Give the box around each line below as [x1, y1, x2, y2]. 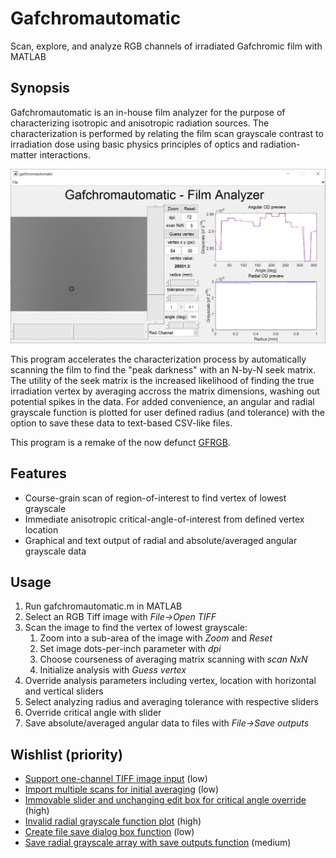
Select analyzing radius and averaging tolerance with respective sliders [24, 696, 319, 708]
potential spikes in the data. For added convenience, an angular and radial [10, 395, 315, 407]
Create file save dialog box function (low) [24, 826, 195, 838]
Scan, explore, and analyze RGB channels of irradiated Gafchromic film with [10, 40, 323, 52]
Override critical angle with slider [24, 707, 162, 719]
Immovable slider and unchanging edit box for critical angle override [24, 794, 307, 806]
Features [10, 465, 67, 482]
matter [10, 148, 38, 161]
